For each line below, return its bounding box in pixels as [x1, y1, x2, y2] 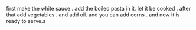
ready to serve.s [6, 18, 46, 24]
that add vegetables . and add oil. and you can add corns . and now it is [6, 11, 180, 18]
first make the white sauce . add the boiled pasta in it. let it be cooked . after [6, 5, 191, 12]
